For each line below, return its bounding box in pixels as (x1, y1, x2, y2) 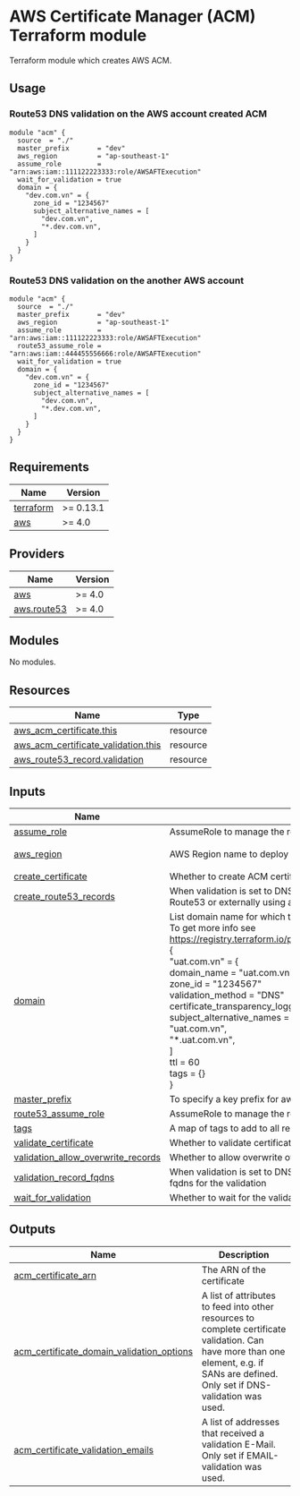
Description (218, 1248, 270, 1261)
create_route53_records (13, 890, 116, 902)
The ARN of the (201, 1263, 266, 1276)
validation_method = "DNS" (169, 988, 285, 1001)
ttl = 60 (169, 1056, 201, 1068)
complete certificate (201, 1322, 287, 1335)
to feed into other (201, 1300, 274, 1312)
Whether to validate (169, 1136, 252, 1149)
